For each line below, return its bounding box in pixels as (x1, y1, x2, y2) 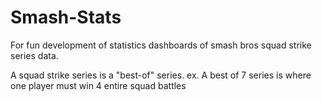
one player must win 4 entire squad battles (10, 79, 187, 91)
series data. (10, 49, 59, 61)
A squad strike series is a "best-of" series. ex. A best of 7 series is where (10, 69, 312, 81)
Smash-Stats (10, 6, 122, 29)
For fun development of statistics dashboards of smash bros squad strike (10, 39, 312, 51)
